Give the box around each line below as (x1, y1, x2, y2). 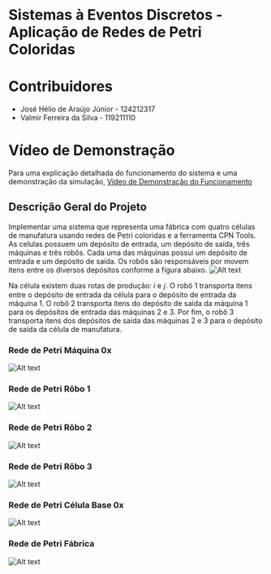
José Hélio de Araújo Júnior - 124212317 (19, 104, 156, 114)
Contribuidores (8, 77, 114, 96)
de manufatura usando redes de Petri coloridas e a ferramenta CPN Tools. (8, 230, 256, 240)
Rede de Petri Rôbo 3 (8, 460, 92, 472)
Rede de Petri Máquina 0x (8, 344, 112, 356)
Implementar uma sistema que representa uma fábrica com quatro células (8, 222, 256, 231)
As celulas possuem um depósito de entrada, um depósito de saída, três (8, 239, 250, 248)
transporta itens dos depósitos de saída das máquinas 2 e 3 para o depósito (8, 315, 263, 326)
